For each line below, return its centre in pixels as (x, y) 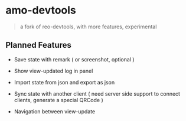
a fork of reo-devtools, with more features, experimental (88, 27)
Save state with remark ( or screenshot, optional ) (74, 59)
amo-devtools (41, 10)
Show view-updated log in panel (53, 71)
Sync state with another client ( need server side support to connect (97, 94)
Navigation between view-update (55, 111)
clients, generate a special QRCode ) (59, 100)
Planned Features (39, 45)
